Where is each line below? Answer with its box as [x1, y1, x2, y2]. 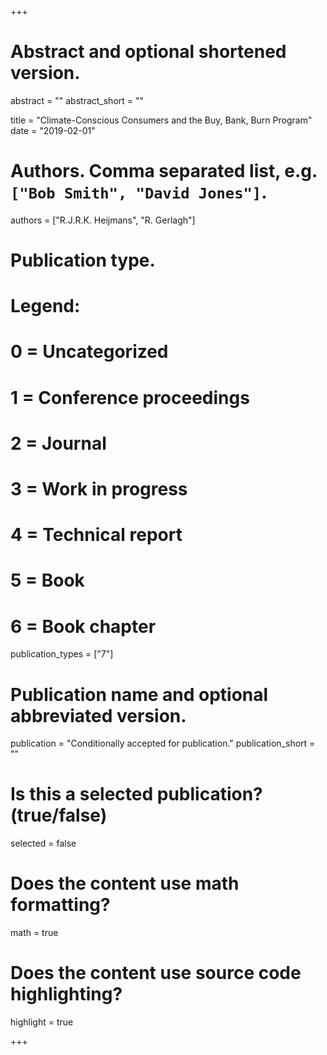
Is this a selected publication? [10, 783, 263, 806]
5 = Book [10, 569, 85, 592]
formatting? [10, 894, 111, 916]
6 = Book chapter [10, 615, 157, 638]
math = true [10, 927, 59, 939]
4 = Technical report [10, 524, 183, 546]
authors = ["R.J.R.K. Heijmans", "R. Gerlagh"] [10, 214, 196, 226]
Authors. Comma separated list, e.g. [10, 160, 318, 183]
